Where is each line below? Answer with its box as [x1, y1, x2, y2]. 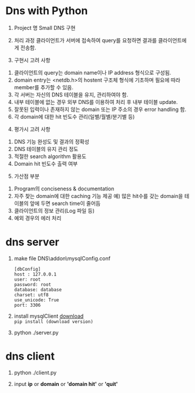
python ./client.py [14, 369, 57, 376]
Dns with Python [5, 4, 88, 18]
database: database [14, 287, 62, 293]
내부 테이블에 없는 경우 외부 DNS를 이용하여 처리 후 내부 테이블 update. [14, 98, 178, 105]
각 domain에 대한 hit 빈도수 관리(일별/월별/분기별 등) [14, 113, 135, 120]
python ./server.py [14, 329, 59, 336]
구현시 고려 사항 [14, 56, 51, 63]
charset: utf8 [14, 292, 49, 298]
